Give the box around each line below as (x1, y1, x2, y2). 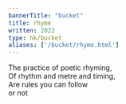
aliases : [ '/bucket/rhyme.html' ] (8, 41, 120, 49)
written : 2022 (8, 26, 56, 34)
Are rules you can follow (8, 80, 89, 90)
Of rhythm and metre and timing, (8, 71, 116, 81)
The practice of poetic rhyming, (8, 63, 112, 72)
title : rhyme (8, 19, 52, 27)
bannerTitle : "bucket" (8, 11, 84, 20)
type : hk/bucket (8, 33, 62, 42)
